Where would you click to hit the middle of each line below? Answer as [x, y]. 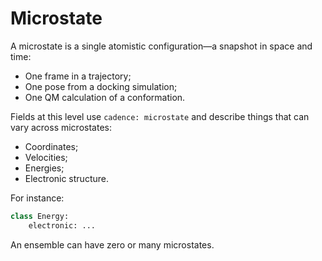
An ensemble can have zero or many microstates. [112, 244]
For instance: [37, 198]
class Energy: [40, 216]
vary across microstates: [61, 127]
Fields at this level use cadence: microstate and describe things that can [160, 116]
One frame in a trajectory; [78, 76]
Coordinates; [51, 146]
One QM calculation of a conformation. [105, 97]
